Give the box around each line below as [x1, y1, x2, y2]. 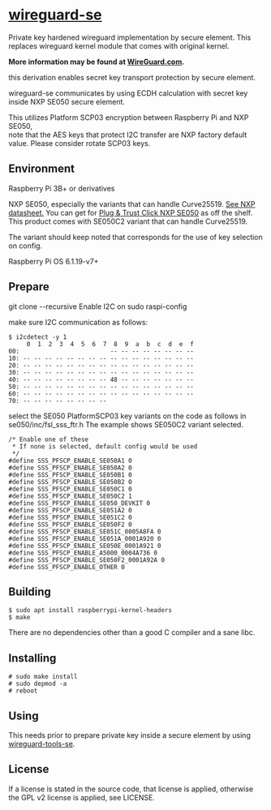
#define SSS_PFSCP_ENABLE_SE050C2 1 [8, 492, 132, 500]
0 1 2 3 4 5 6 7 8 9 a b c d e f [26, 340, 195, 348]
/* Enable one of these [8, 435, 89, 444]
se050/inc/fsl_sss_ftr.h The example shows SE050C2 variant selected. [8, 419, 243, 429]
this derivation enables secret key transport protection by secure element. [8, 72, 256, 82]
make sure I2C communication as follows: [8, 317, 148, 327]
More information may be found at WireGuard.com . [8, 57, 185, 66]
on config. [8, 241, 43, 251]
